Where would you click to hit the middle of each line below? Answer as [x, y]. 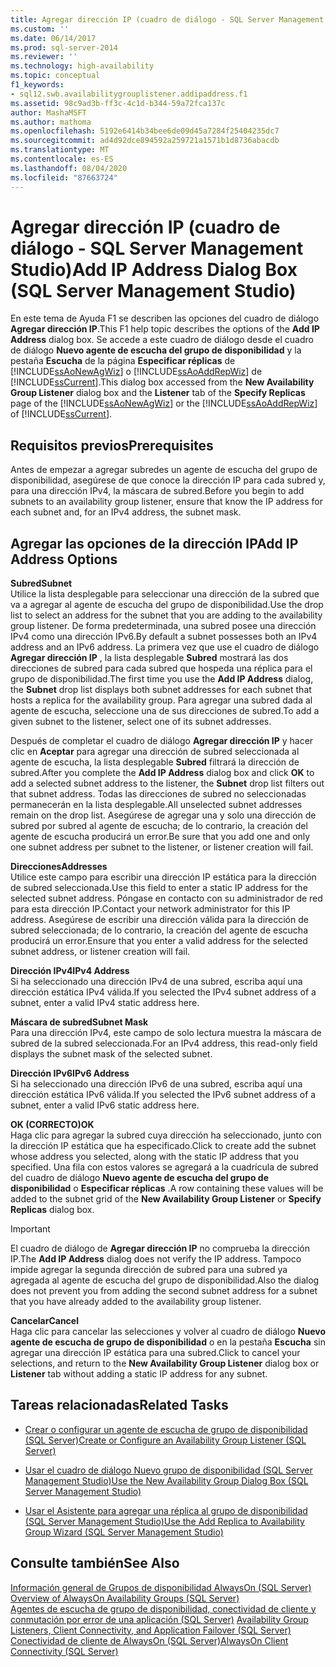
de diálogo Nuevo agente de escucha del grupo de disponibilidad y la [156, 350]
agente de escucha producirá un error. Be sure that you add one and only [160, 837]
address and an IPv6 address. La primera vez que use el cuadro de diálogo [165, 647]
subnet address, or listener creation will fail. [100, 952]
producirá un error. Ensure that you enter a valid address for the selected [159, 941]
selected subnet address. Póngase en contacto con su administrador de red [166, 898]
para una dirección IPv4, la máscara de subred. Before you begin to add [157, 491]
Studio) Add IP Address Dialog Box [154, 269]
